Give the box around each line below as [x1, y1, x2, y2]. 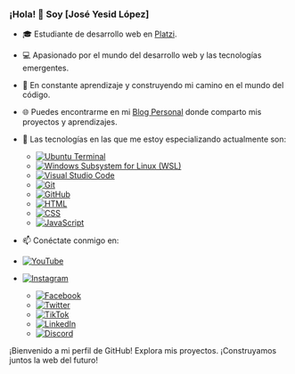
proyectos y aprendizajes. [21, 117, 118, 127]
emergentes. [21, 62, 70, 74]
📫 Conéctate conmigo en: [21, 235, 119, 246]
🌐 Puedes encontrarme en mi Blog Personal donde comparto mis [21, 107, 262, 118]
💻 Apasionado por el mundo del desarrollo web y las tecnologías [21, 50, 262, 61]
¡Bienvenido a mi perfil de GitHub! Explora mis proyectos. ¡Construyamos [9, 346, 277, 356]
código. [21, 89, 51, 101]
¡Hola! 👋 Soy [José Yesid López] [9, 8, 150, 20]
